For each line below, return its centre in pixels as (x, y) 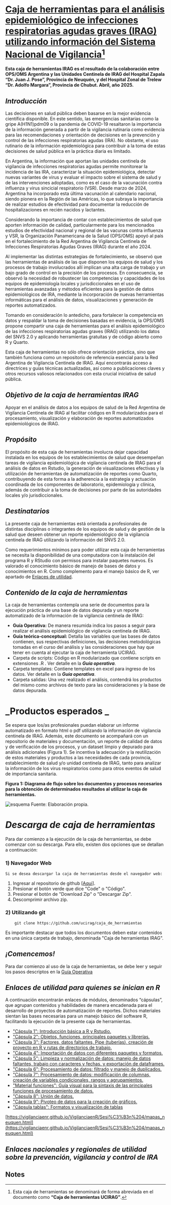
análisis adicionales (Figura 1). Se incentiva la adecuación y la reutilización (83, 752)
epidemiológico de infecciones (72, 20)
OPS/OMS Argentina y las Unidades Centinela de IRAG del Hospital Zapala (85, 74)
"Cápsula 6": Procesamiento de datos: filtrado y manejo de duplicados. (87, 1069)
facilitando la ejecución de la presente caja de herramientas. (68, 1022)
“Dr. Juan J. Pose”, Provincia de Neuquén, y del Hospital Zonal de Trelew (83, 79)
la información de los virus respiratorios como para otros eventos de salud (83, 769)
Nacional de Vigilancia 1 (55, 54)
